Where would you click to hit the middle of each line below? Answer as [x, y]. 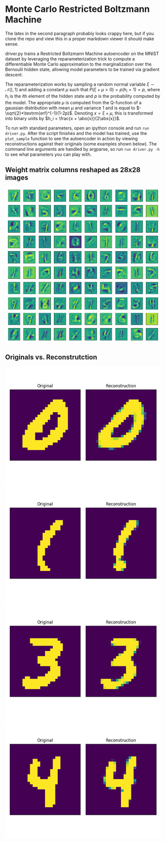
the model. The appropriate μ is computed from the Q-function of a [73, 102]
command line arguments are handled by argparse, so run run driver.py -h [82, 149]
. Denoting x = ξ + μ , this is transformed [112, 113]
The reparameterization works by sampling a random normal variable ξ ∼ [80, 84]
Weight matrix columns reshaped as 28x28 [73, 170]
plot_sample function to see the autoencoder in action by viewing [72, 138]
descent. [14, 74]
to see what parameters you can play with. [48, 154]
